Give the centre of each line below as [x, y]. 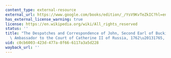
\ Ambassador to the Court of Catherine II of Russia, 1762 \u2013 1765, [88, 38]
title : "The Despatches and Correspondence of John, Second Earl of [79, 33]
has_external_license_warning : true [44, 19]
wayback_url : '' [22, 47]
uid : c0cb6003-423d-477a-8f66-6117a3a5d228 [52, 43]
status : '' [17, 29]
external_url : [20, 15]
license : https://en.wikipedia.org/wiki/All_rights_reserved [72, 24]
